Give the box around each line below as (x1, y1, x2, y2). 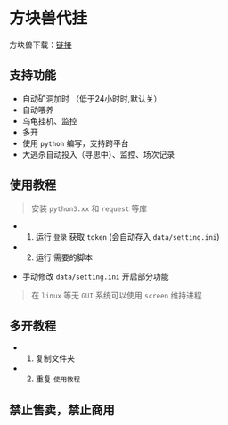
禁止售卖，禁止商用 (9, 402, 115, 417)
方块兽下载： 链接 (9, 39, 72, 50)
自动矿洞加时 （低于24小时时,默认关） (21, 93, 162, 103)
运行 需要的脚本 (35, 251, 94, 263)
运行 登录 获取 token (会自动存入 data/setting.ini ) (35, 231, 220, 241)
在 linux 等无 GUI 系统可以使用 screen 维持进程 (30, 290, 202, 300)
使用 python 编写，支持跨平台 (21, 137, 129, 148)
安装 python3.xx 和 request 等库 (30, 202, 148, 214)
